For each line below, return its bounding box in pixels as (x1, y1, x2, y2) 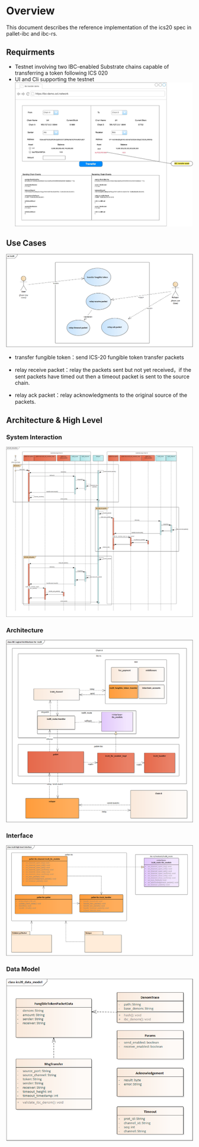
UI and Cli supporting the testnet (14, 75, 95, 82)
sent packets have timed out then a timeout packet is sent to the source (14, 372, 190, 380)
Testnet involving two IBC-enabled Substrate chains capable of (14, 63, 169, 70)
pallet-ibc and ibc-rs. (6, 30, 57, 37)
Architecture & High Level (6, 415, 102, 425)
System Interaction (6, 433, 62, 441)
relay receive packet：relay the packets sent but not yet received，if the (14, 366, 191, 373)
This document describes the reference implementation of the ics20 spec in (6, 24, 191, 31)
